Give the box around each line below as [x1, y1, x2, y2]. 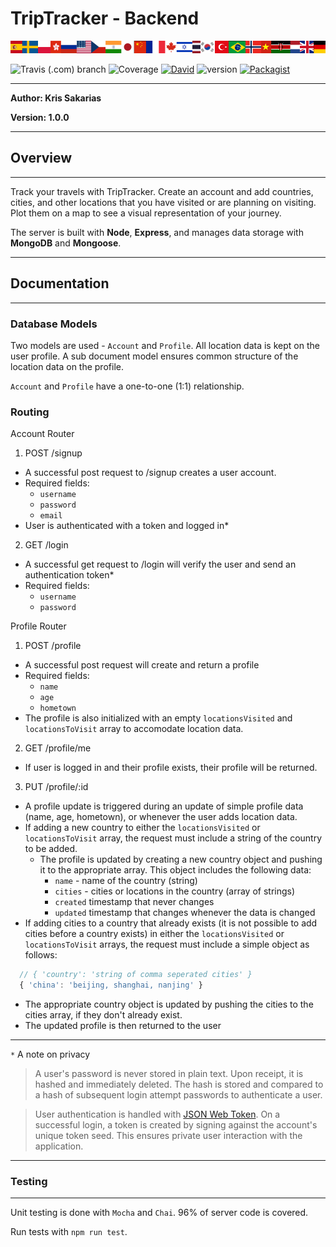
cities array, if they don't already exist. [24, 1009, 183, 1021]
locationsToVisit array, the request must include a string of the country [24, 832, 323, 844]
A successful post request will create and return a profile [24, 659, 260, 671]
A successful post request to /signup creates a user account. [24, 467, 277, 479]
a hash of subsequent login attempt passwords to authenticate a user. [34, 1089, 323, 1101]
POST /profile [24, 640, 82, 652]
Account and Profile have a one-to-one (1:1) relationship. [10, 380, 245, 392]
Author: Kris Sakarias [10, 92, 102, 104]
